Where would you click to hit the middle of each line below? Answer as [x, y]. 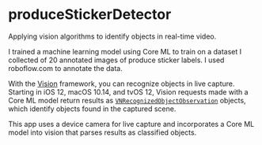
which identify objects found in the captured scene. [92, 109]
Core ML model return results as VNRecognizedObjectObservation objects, [127, 100]
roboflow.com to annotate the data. [65, 68]
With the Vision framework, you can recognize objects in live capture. [122, 84]
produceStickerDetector [90, 15]
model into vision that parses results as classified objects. [103, 132]
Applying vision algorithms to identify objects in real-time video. [112, 36]
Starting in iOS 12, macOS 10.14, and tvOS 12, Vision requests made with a [128, 91]
